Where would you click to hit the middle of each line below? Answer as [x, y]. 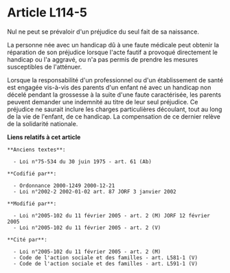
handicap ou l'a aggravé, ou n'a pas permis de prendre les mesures [103, 59]
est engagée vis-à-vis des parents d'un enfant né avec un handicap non [109, 87]
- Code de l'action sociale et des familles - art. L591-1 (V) [105, 263]
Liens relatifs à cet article [44, 137]
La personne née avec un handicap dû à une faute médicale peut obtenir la [113, 45]
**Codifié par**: [32, 174]
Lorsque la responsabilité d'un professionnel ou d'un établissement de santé [115, 80]
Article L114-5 [47, 13]
